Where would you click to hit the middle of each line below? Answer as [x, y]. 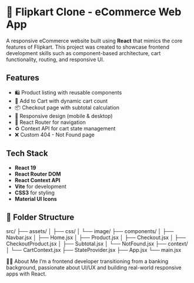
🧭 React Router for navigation [50, 122]
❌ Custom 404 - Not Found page [55, 134]
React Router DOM [38, 174]
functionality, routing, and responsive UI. [55, 59]
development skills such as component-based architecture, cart [83, 53]
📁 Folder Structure [40, 217]
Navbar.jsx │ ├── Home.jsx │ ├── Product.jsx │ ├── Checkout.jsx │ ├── [96, 238]
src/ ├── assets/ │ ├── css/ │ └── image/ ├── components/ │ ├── [90, 231]
